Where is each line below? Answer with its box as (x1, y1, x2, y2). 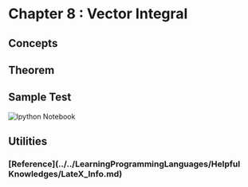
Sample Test (8, 91, 72, 104)
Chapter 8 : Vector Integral (8, 5, 188, 23)
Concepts (8, 37, 58, 50)
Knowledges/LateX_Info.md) (8, 169, 123, 180)
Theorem (8, 63, 55, 76)
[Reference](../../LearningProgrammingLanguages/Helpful (8, 158, 241, 169)
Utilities (8, 134, 48, 148)
